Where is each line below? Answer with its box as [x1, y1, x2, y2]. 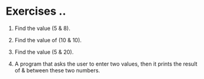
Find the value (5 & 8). [14, 24, 71, 32]
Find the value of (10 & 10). [14, 36, 82, 43]
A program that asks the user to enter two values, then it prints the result [14, 60, 198, 67]
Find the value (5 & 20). [14, 48, 74, 56]
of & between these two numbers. [14, 66, 100, 74]
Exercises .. [5, 4, 67, 18]
